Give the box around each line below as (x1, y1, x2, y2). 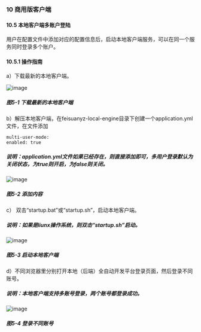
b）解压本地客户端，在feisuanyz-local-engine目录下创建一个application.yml (6, 115, 193, 122)
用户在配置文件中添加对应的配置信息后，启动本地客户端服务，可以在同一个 (6, 36, 190, 43)
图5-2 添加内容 (6, 190, 43, 197)
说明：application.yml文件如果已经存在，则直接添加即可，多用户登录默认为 (6, 153, 193, 160)
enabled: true (6, 139, 42, 146)
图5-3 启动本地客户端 (6, 251, 59, 258)
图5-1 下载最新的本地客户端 (6, 99, 74, 106)
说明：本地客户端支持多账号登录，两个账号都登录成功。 (6, 290, 142, 297)
